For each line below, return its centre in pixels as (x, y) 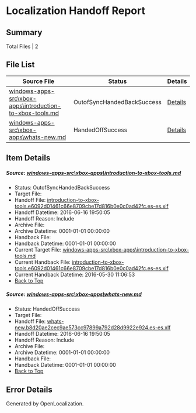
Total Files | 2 (22, 46)
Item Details (28, 158)
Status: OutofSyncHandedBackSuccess (62, 188)
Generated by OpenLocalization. (45, 403)
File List (20, 65)
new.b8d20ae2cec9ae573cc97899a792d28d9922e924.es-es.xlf (92, 328)
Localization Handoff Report (76, 11)
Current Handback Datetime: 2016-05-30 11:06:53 (75, 275)
